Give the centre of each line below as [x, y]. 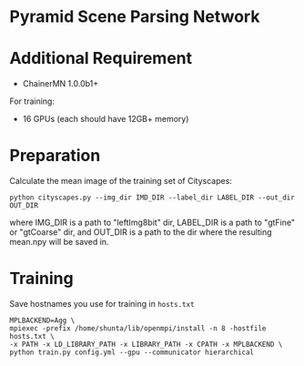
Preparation [55, 156]
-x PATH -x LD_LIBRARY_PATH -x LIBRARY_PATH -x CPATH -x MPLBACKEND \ [146, 344]
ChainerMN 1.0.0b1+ [61, 84]
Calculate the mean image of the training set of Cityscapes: [121, 181]
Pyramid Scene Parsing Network [135, 17]
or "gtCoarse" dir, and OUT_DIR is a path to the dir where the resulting [141, 232]
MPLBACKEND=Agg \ [42, 320]
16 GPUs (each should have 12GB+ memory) [106, 119]
